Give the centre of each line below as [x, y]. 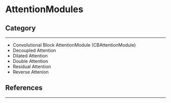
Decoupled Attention [34, 50]
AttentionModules [44, 9]
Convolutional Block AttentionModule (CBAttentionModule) [74, 45]
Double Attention [30, 61]
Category [21, 28]
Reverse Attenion [31, 72]
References [24, 88]
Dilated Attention [30, 56]
